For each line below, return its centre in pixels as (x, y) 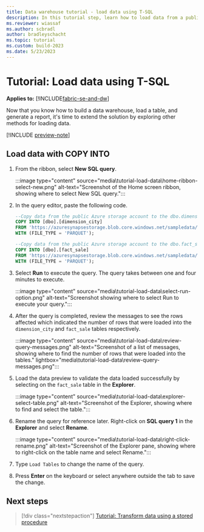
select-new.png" (36, 187)
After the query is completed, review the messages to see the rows (99, 316)
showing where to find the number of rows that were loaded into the (100, 353)
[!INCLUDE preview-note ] (38, 135)
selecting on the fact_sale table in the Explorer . (75, 384)
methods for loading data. (39, 123)
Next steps (27, 501)
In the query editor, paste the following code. (71, 205)
